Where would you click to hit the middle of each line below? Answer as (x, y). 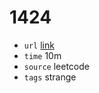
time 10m (42, 55)
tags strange (50, 77)
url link (39, 45)
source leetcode (56, 66)
